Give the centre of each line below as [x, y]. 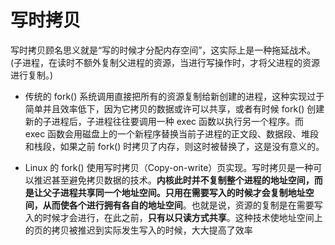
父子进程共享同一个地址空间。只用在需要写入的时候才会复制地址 [174, 192]
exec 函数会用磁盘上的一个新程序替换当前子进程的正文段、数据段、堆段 [172, 133]
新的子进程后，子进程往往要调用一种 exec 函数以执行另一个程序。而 [164, 121]
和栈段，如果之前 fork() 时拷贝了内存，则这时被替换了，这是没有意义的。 [174, 146]
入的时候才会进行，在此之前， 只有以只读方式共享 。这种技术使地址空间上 [173, 217]
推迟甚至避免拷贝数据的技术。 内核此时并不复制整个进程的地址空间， [174, 180]
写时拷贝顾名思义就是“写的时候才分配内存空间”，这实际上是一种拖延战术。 [163, 50]
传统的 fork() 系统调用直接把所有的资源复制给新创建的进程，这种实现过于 [174, 96]
